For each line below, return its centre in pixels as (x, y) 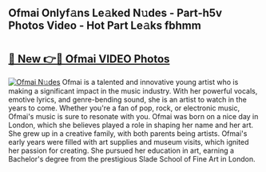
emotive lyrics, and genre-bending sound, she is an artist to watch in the (128, 100)
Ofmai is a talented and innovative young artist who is (150, 82)
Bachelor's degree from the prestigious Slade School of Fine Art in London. (132, 159)
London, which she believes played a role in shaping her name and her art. (131, 125)
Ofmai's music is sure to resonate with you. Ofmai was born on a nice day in (133, 116)
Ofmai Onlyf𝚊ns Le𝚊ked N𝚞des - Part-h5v (115, 13)
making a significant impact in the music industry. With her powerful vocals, (133, 91)
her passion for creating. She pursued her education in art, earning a (121, 150)
